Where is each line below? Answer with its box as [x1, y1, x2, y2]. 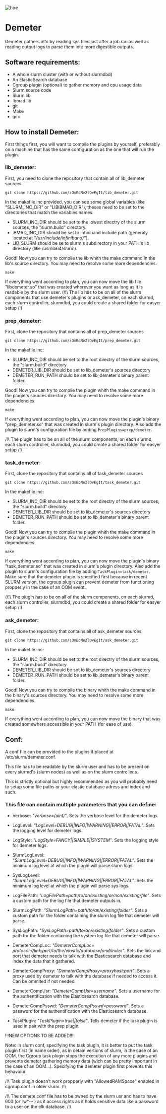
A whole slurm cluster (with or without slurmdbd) [12, 71, 112, 77]
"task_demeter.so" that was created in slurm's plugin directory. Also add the [5, 563, 161, 569]
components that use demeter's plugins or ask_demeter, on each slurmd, [5, 294, 155, 300]
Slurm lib [12, 92, 31, 98]
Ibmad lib [12, 97, 32, 104]
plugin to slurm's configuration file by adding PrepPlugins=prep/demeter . [5, 427, 153, 433]
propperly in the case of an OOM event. [5, 584, 86, 590]
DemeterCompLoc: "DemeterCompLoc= [12, 942, 95, 948]
